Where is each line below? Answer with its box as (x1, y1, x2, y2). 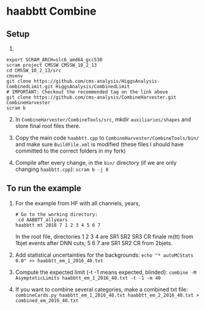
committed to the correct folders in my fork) (15, 147, 126, 154)
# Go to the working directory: (15, 211, 98, 217)
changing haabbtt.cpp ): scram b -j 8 (15, 165, 109, 173)
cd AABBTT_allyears (18, 216, 68, 223)
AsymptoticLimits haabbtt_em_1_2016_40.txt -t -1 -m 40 (15, 274, 161, 281)
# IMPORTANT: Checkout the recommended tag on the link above (6, 89, 168, 95)
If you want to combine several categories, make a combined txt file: (15, 285, 188, 293)
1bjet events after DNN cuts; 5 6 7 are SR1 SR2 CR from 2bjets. (15, 239, 173, 246)
